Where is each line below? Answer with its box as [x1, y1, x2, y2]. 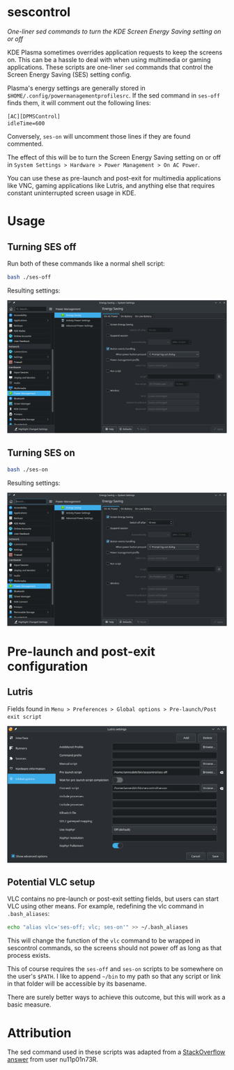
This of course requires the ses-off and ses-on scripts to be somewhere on [7, 965, 224, 973]
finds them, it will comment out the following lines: [7, 98, 151, 107]
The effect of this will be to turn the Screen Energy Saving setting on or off [7, 153, 221, 161]
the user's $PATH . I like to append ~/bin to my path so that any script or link [7, 972, 221, 981]
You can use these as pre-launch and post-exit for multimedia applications [7, 173, 221, 182]
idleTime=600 [7, 120, 45, 127]
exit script [7, 713, 42, 720]
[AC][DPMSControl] [7, 113, 61, 120]
